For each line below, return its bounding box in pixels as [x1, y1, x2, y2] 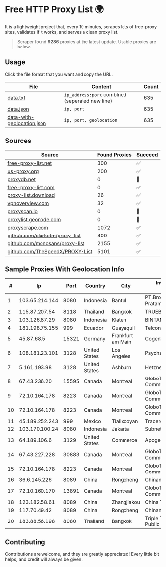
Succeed [136, 151, 158, 158]
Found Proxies [97, 151, 132, 158]
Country [85, 283, 106, 289]
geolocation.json [7, 120, 46, 127]
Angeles [111, 353, 131, 360]
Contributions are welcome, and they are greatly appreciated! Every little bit [5, 551, 159, 557]
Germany [83, 335, 106, 342]
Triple [145, 515, 159, 522]
